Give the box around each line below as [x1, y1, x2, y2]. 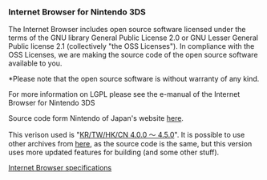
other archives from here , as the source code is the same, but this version [8, 139, 253, 149]
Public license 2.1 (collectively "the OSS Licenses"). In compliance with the [8, 42, 255, 51]
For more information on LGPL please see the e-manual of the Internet [8, 90, 241, 99]
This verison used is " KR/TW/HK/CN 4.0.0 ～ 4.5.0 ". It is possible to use [8, 130, 245, 140]
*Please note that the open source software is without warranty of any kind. [8, 74, 260, 84]
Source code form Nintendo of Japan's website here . [8, 114, 184, 123]
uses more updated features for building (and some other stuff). [8, 147, 220, 158]
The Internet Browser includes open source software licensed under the [8, 25, 246, 34]
